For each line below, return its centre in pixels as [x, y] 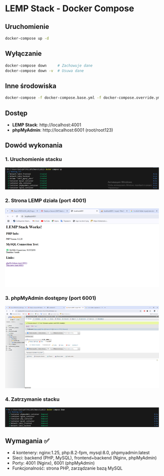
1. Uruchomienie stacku [33, 159]
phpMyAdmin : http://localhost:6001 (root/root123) [62, 130]
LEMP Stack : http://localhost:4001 [47, 125]
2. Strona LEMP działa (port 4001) [46, 200]
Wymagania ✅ [27, 441]
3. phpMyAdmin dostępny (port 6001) [51, 298]
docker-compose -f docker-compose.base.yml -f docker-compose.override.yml [84, 98]
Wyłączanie [23, 54]
